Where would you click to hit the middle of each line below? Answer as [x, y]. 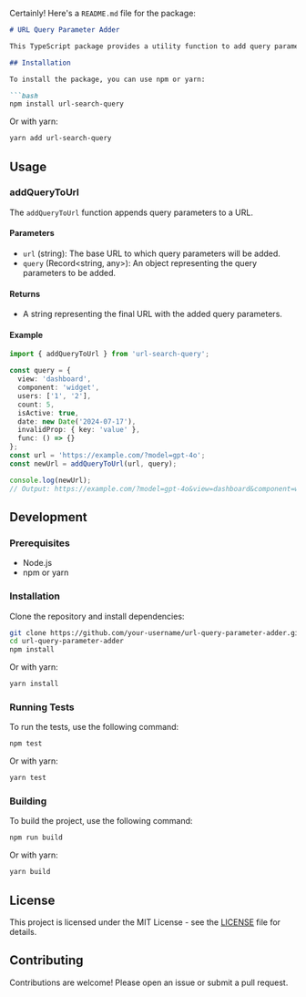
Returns [25, 293]
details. [23, 931]
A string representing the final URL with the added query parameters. [152, 314]
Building [28, 801]
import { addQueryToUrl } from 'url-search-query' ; [109, 355]
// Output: [30, 488]
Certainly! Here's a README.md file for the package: [102, 13]
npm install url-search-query [67, 104]
